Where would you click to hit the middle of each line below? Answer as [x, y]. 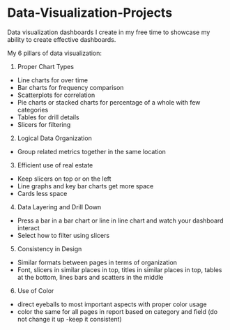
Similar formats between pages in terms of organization [97, 262]
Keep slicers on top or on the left [64, 179]
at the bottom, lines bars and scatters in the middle [90, 277]
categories [33, 110]
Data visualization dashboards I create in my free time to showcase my [109, 32]
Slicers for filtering [44, 124]
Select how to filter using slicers [63, 235]
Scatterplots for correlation [56, 95]
